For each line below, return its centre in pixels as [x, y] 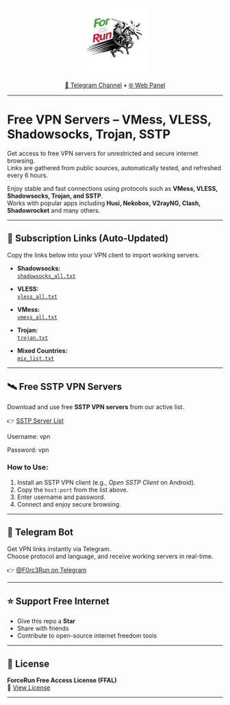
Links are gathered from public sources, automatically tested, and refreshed [114, 167]
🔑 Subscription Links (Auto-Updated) [88, 239]
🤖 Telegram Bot [40, 532]
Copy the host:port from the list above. [73, 489]
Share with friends [43, 628]
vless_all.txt [37, 297]
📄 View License [29, 688]
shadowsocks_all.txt [46, 276]
